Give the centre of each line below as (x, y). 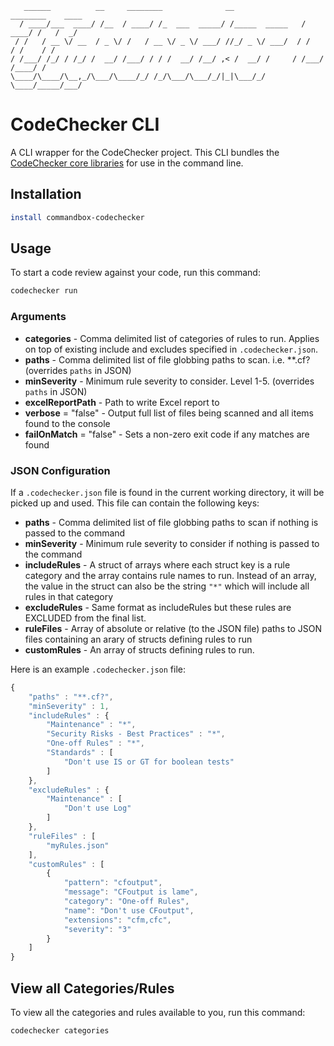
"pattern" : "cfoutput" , (113, 883)
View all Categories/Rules (92, 988)
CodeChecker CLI (85, 124)
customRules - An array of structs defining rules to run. (139, 649)
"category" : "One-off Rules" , (126, 902)
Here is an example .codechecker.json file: (98, 669)
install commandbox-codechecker (77, 217)
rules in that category (69, 596)
